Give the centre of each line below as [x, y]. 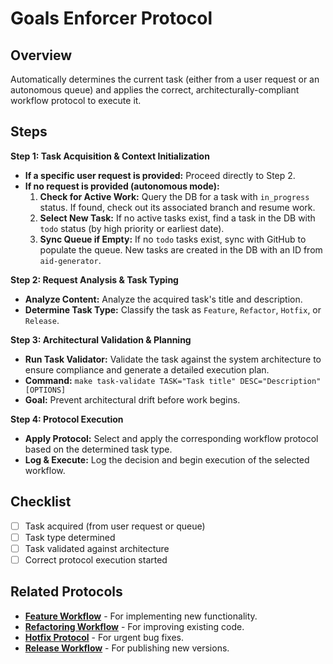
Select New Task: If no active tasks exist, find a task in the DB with [177, 218]
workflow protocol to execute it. [76, 100]
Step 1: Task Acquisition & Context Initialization [110, 156]
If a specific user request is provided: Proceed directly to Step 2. [160, 175]
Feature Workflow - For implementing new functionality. [141, 616]
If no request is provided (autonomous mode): [122, 186]
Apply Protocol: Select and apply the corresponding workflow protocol [171, 438]
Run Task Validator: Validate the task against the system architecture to [173, 359]
